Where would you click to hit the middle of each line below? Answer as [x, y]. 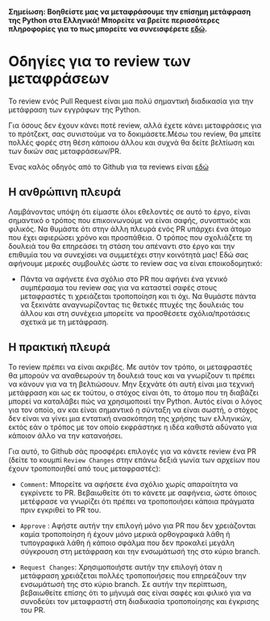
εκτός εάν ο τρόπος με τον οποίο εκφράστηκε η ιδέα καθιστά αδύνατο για [133, 427]
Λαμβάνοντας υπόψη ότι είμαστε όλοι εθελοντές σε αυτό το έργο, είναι [129, 211]
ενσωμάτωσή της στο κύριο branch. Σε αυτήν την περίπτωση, [123, 584]
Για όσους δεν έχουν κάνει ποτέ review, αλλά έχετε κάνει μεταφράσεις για [135, 125]
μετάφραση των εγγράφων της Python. [75, 109]
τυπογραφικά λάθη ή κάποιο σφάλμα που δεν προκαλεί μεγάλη [127, 543]
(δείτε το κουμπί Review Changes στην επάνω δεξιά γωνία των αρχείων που [134, 459]
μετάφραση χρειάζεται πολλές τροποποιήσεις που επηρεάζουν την [133, 575]
